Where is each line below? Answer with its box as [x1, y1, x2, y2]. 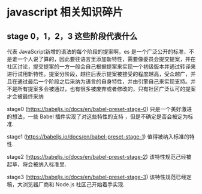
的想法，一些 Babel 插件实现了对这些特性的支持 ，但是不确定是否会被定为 [7, 113, 188, 120]
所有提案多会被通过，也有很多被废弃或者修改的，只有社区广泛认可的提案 [17, 85, 196, 93]
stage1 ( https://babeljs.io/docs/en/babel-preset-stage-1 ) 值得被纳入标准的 [7, 133, 189, 140]
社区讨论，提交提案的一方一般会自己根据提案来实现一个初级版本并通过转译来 [7, 63, 196, 70]
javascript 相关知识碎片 [7, 5, 123, 19]
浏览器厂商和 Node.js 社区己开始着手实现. [22, 181, 125, 188]
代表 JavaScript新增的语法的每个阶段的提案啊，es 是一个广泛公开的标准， [7, 48, 189, 55]
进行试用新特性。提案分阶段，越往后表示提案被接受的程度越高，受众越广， [7, 70, 191, 78]
